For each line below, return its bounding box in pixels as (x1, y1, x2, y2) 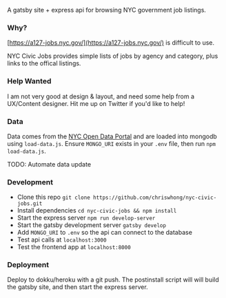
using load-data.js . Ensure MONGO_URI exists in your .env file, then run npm (7, 139, 216, 147)
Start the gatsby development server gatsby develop (17, 221, 167, 229)
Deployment (7, 260, 50, 270)
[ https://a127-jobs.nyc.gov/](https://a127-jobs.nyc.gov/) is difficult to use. (7, 39, 215, 47)
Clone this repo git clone (17, 193, 91, 202)
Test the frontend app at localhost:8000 (17, 243, 131, 251)
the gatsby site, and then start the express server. (7, 283, 148, 291)
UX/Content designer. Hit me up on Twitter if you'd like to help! (7, 99, 185, 107)
